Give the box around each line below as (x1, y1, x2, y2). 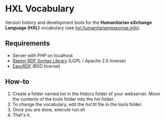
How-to (5, 78, 29, 86)
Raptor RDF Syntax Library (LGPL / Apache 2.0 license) (12, 58, 126, 64)
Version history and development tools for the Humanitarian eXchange (5, 19, 152, 25)
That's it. (12, 112, 31, 118)
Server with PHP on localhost (12, 52, 73, 58)
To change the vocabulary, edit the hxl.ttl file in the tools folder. (12, 101, 142, 107)
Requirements (5, 39, 50, 48)
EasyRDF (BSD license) (12, 63, 60, 69)
